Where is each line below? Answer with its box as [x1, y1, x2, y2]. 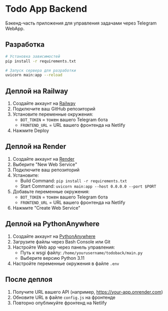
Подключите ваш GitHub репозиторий [12, 106, 96, 112]
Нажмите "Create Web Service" [12, 205, 80, 211]
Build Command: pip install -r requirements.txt [20, 177, 127, 184]
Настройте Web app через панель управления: [12, 244, 116, 250]
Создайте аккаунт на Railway [12, 100, 76, 106]
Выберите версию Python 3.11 [20, 255, 85, 261]
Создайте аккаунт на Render [12, 155, 75, 162]
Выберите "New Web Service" [12, 161, 77, 167]
